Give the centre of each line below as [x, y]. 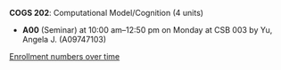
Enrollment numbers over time [65, 56]
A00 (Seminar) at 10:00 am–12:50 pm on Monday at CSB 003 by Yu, [147, 30]
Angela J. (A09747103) [64, 39]
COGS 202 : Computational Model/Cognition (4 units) [106, 13]
